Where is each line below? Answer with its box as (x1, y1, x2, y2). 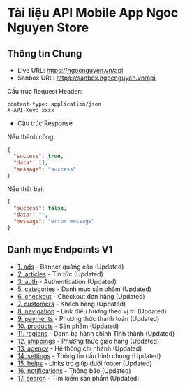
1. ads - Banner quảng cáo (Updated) (17, 262, 124, 271)
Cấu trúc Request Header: (7, 87, 82, 95)
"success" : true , (13, 153, 64, 160)
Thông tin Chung (7, 48, 82, 59)
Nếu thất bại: (7, 185, 45, 193)
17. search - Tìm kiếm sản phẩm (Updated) (17, 374, 140, 382)
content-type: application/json (7, 101, 101, 108)
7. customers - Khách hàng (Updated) (17, 299, 126, 308)
